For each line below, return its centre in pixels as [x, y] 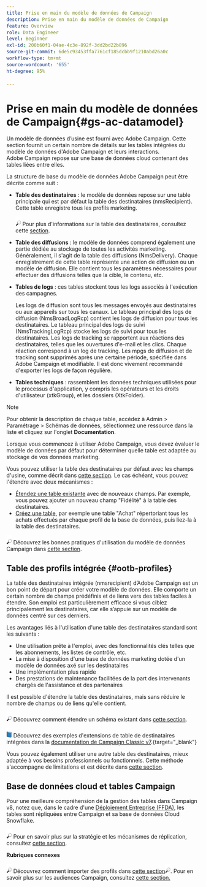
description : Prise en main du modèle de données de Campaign [87, 19]
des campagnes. [36, 294]
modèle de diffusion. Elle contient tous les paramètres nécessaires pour [106, 268]
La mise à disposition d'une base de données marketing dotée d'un [100, 659]
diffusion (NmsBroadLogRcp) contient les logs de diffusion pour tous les [106, 318]
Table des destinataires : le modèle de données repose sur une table [103, 195]
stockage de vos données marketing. [53, 457]
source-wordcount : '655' [38, 64]
